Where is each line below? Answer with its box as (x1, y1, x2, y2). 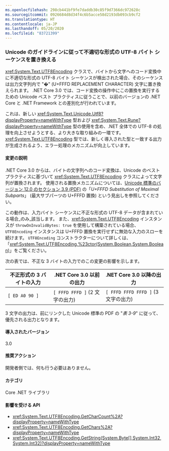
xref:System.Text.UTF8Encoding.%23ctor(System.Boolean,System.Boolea (10, 241, 164, 247)
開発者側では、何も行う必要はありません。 (5, 365, 94, 371)
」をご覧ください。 (9, 247, 49, 253)
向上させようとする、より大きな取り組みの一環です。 (14, 130, 124, 136)
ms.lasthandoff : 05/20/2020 (5, 26, 64, 31)
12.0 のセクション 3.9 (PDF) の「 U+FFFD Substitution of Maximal (24, 186, 159, 192)
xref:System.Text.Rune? (91, 117, 141, 123)
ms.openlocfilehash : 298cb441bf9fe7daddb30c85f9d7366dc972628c (5, 7, 141, 13)
